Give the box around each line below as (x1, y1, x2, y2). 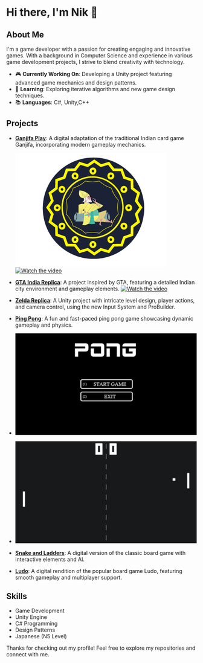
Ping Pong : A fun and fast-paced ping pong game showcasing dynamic (14, 315, 193, 322)
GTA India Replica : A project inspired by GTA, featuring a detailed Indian (14, 278, 195, 286)
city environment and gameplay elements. (14, 285, 120, 292)
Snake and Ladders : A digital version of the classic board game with (14, 549, 186, 556)
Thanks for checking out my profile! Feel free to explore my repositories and (6, 644, 196, 652)
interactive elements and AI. (14, 556, 85, 563)
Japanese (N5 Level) (14, 633, 68, 640)
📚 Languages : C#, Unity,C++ (14, 99, 89, 106)
